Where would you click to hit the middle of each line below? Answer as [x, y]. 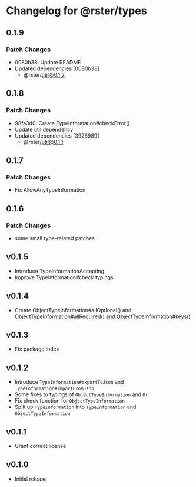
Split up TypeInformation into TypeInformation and [75, 407]
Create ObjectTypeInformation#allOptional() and [73, 310]
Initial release [31, 479]
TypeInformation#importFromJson [54, 389]
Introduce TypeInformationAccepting [59, 271]
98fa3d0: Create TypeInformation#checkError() [72, 123]
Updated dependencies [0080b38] [57, 68]
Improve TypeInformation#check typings [64, 277]
